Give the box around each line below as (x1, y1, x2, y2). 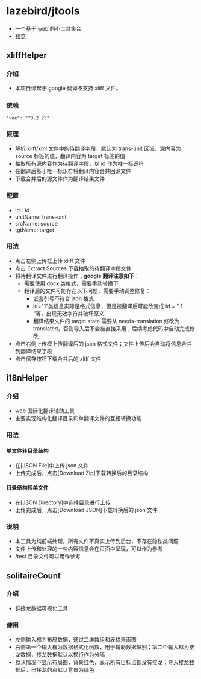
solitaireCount (6, 570, 61, 581)
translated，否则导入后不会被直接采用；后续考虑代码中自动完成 (32, 324, 190, 332)
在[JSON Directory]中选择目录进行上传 (14, 499, 111, 506)
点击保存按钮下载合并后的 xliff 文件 (14, 355, 101, 362)
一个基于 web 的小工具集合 (14, 25, 82, 32)
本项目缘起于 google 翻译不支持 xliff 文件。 (14, 84, 122, 92)
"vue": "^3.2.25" (6, 115, 50, 121)
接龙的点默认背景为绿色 (36, 666, 94, 674)
